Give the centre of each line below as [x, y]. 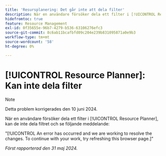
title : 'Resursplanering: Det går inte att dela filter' [65, 10]
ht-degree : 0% [20, 46]
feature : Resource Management [36, 23]
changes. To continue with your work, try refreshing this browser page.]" [79, 138]
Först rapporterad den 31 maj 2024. [41, 148]
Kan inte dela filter [44, 86]
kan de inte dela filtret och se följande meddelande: [57, 123]
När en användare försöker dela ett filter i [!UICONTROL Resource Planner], [82, 118]
